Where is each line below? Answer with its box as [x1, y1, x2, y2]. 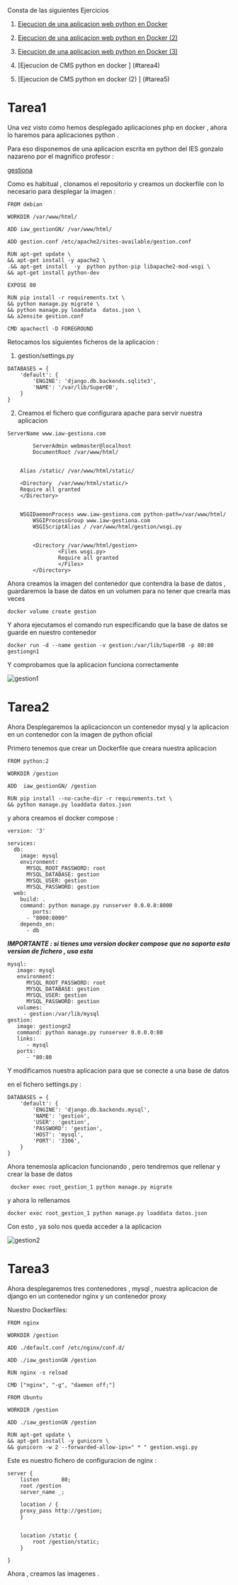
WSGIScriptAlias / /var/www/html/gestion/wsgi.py [33, 523, 182, 530]
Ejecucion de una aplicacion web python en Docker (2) [17, 33, 178, 42]
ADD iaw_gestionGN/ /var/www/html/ [7, 225, 113, 233]
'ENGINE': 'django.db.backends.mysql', [33, 1106, 151, 1113]
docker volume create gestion [7, 607, 97, 615]
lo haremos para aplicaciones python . [7, 131, 119, 139]
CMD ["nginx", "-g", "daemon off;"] [7, 1381, 115, 1388]
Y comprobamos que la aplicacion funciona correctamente [7, 660, 179, 669]
